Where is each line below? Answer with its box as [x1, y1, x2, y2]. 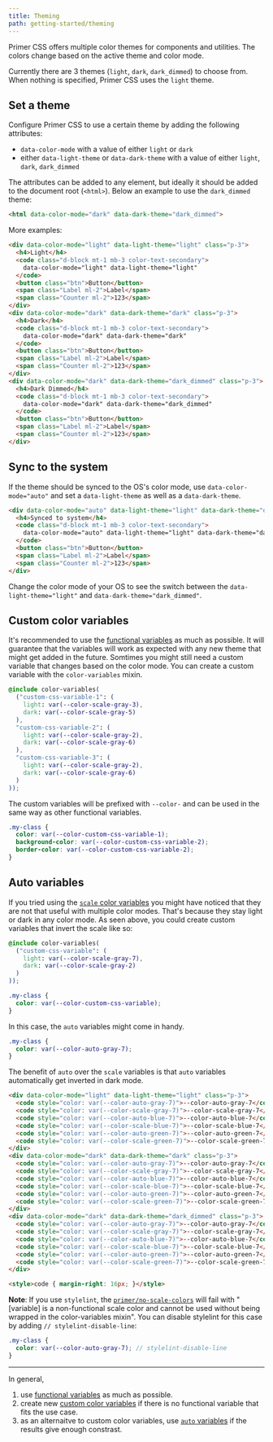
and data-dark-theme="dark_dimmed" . [79, 590, 202, 600]
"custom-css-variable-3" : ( [15, 754, 111, 762]
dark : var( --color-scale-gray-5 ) [23, 708, 136, 716]
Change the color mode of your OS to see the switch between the [8, 581, 229, 591]
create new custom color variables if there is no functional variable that [19, 1398, 259, 1408]
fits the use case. [19, 1407, 79, 1417]
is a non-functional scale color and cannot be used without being [41, 1304, 261, 1313]
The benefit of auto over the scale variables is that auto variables [8, 1067, 226, 1077]
